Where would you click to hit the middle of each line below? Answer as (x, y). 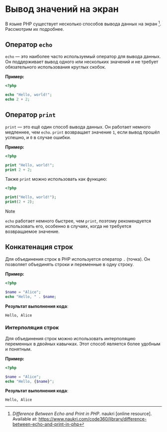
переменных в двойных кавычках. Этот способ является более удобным (83, 344)
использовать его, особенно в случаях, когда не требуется (68, 226)
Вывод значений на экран (62, 9)
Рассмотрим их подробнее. (35, 29)
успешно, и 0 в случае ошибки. (38, 137)
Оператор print (31, 115)
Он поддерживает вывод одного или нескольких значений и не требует (82, 62)
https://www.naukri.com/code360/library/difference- (92, 419)
